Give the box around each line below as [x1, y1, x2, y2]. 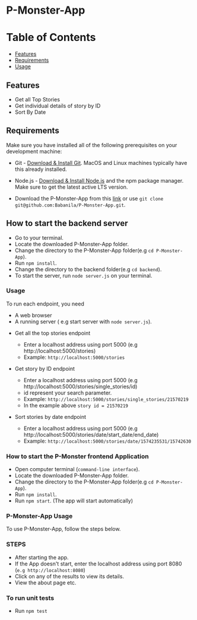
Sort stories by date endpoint [14, 413, 86, 420]
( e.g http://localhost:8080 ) [14, 566, 85, 573]
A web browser [14, 311, 52, 319]
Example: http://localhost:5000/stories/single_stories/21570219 [23, 395, 189, 402]
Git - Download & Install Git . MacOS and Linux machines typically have [14, 159, 188, 166]
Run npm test [14, 608, 47, 615]
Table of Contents [6, 31, 96, 44]
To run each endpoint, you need [6, 300, 84, 307]
